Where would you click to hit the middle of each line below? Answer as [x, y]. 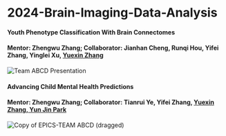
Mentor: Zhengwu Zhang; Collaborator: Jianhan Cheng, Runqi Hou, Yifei [113, 48]
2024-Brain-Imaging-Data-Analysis [112, 13]
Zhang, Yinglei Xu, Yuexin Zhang [55, 55]
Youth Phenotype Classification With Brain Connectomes [91, 32]
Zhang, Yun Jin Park [37, 110]
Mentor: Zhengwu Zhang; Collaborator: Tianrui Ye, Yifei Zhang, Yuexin [111, 102]
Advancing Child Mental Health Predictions [70, 86]
